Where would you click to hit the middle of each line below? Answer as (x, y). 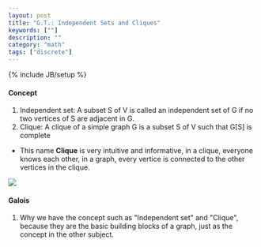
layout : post (30, 15)
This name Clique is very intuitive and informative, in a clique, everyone (136, 151)
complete (35, 136)
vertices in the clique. (55, 167)
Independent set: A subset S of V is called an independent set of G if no (136, 110)
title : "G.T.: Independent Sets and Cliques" (84, 23)
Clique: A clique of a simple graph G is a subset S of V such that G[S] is (136, 127)
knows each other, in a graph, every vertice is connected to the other (132, 159)
